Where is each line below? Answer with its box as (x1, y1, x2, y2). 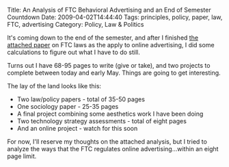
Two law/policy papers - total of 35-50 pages (16, 95, 146, 103)
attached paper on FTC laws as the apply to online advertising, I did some (7, 41, 215, 49)
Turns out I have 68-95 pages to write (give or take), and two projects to (7, 62, 211, 69)
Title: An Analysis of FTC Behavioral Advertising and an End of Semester (7, 6, 211, 14)
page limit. (7, 152, 37, 160)
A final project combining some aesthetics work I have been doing (16, 110, 204, 118)
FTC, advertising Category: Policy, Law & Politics (7, 21, 144, 28)
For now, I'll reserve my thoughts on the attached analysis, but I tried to (7, 138, 207, 146)
